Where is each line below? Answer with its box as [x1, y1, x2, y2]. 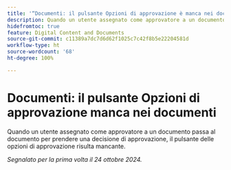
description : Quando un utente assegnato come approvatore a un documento [7, 16, 226, 23]
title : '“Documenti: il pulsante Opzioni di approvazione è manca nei [7, 10, 214, 17]
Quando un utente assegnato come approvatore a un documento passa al [7, 127, 216, 136]
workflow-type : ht [7, 42, 60, 49]
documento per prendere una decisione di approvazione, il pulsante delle [7, 134, 214, 143]
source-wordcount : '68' [7, 49, 76, 56]
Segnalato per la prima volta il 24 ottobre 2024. [7, 155, 142, 163]
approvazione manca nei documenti [7, 104, 217, 120]
